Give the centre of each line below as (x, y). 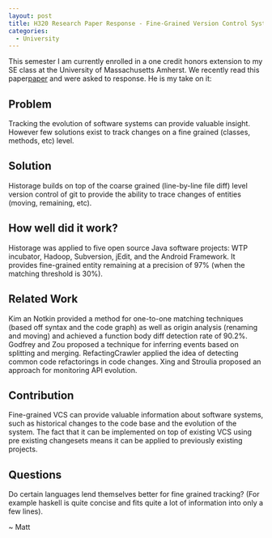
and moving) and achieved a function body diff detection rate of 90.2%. (128, 336)
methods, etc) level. (41, 141)
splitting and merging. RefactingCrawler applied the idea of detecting (123, 353)
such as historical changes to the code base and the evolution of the (123, 424)
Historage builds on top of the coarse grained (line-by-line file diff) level (128, 185)
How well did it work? (64, 229)
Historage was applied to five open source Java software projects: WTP (128, 248)
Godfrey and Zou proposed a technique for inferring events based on (123, 344)
